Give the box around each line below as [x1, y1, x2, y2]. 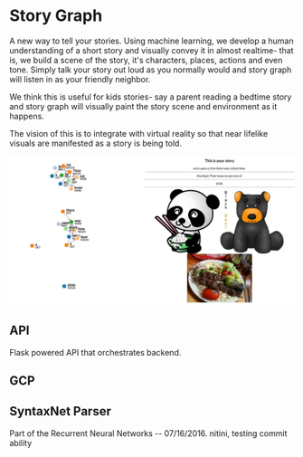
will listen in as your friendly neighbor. [9, 73, 151, 84]
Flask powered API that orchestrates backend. [9, 347, 182, 357]
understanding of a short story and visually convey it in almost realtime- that [9, 44, 294, 55]
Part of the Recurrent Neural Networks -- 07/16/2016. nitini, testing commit [9, 427, 288, 439]
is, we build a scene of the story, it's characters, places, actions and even [9, 54, 283, 65]
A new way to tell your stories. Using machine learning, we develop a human [9, 35, 294, 46]
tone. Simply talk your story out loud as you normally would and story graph [9, 64, 292, 75]
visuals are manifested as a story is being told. [9, 138, 183, 148]
